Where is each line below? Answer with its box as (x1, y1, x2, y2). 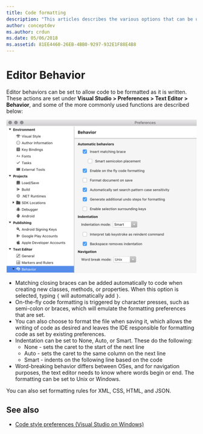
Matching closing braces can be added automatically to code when (14, 279, 183, 287)
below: (6, 107, 23, 115)
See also (6, 404, 39, 415)
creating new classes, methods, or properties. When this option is (14, 286, 179, 293)
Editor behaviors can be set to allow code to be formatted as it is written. (6, 88, 187, 95)
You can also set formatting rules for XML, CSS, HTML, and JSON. (6, 387, 172, 395)
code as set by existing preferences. (14, 331, 106, 338)
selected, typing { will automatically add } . (14, 292, 121, 299)
